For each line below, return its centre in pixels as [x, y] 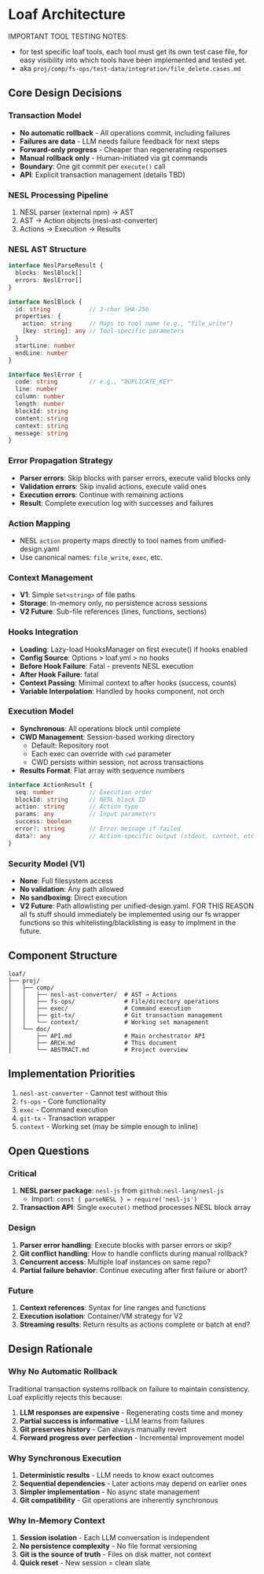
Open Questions [49, 1151]
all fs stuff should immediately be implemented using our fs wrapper [130, 914]
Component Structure [63, 956]
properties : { [38, 317]
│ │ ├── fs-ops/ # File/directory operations [114, 1001]
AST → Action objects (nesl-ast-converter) [89, 220]
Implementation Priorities [72, 1074]
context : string [42, 426]
